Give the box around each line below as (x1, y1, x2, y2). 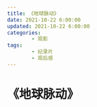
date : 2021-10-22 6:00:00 (7, 16, 81, 23)
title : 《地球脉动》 (7, 10, 59, 17)
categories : (7, 29, 41, 36)
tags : (7, 42, 23, 49)
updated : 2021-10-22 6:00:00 (7, 23, 90, 29)
